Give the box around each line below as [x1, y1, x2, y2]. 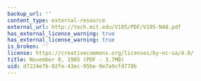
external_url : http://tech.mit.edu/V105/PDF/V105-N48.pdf [7, 23, 181, 30]
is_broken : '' [7, 43, 49, 50]
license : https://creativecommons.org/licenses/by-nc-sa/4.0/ [7, 50, 194, 57]
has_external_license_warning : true [7, 37, 115, 44]
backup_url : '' [7, 10, 52, 18]
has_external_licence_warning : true [7, 30, 115, 37]
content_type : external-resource [7, 17, 106, 24]
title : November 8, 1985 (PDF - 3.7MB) [7, 56, 125, 63]
